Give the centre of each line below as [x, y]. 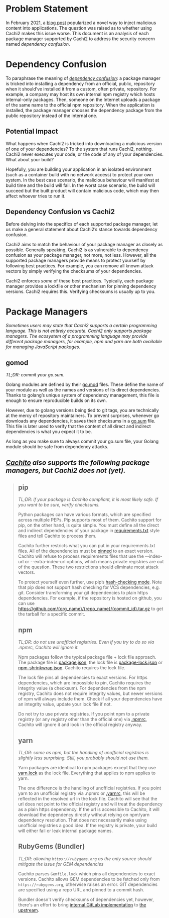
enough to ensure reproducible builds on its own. [56, 400]
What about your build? [30, 159]
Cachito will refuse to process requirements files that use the [81, 556]
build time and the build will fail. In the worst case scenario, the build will [80, 185]
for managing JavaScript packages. [43, 347]
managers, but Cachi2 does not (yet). [66, 470]
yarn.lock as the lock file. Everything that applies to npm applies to [87, 773]
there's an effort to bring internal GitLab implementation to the [82, 904]
